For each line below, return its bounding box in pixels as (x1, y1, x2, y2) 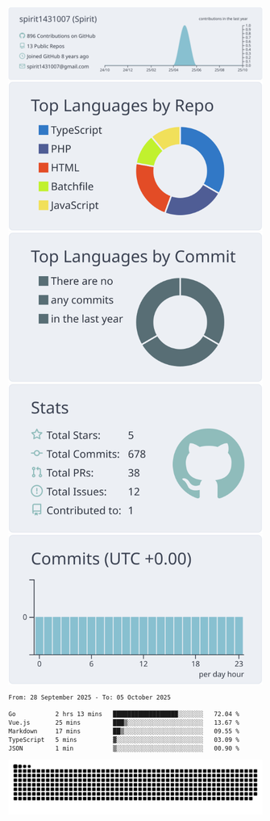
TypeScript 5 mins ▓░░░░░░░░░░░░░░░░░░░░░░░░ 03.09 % (8, 735, 240, 744)
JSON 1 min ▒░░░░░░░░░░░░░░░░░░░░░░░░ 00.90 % (8, 744, 240, 752)
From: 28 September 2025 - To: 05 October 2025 (8, 693, 172, 702)
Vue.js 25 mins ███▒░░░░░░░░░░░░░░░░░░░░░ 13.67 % (8, 718, 240, 727)
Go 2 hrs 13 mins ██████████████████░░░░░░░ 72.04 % (8, 710, 240, 718)
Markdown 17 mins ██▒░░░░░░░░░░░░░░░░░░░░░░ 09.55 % (8, 727, 240, 735)
